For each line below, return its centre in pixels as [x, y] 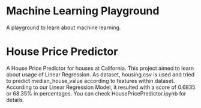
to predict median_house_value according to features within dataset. [91, 81]
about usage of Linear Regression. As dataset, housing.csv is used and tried [100, 74]
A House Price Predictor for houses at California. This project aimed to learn [100, 68]
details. [15, 100]
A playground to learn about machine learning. [64, 27]
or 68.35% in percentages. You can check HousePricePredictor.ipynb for [96, 93]
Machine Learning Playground [83, 11]
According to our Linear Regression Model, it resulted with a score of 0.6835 [101, 87]
